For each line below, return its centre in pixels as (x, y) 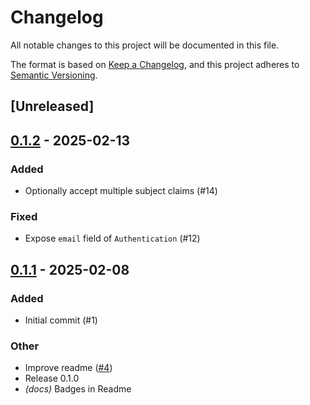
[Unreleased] (52, 106)
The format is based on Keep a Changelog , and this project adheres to (155, 64)
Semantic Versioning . (54, 75)
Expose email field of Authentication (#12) (112, 238)
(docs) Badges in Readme (78, 389)
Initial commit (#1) (61, 320)
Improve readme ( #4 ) (68, 368)
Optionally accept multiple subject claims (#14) (121, 191)
